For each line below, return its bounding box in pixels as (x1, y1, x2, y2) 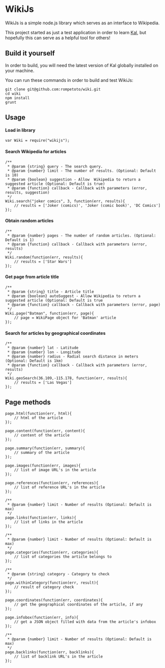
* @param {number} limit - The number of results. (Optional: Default (7, 168, 156, 173)
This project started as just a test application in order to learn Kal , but (5, 29, 147, 35)
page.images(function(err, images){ (5, 463, 81, 468)
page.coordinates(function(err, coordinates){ (5, 598, 103, 603)
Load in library (5, 127, 36, 133)
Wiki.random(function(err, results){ (5, 254, 83, 260)
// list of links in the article (14, 519, 83, 524)
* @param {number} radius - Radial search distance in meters (7, 354, 139, 359)
